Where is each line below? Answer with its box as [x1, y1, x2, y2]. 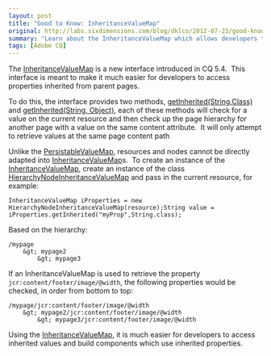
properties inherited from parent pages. [8, 82, 140, 91]
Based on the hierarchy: [8, 225, 88, 235]
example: [8, 181, 39, 191]
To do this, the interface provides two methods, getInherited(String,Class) [8, 97, 253, 107]
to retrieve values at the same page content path [8, 131, 170, 141]
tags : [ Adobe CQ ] [8, 42, 67, 50]
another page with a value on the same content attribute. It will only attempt [8, 123, 262, 132]
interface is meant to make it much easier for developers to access [8, 73, 231, 82]
